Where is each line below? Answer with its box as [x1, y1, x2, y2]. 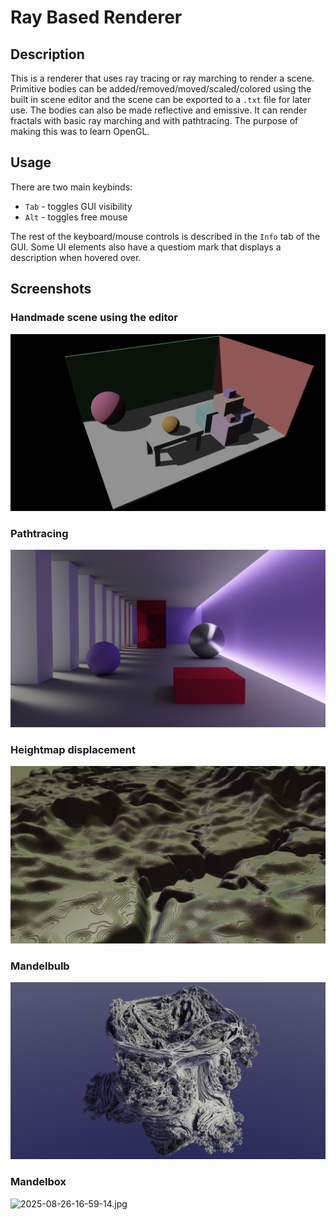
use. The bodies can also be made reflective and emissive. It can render [10, 104, 308, 116]
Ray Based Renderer [10, 6, 183, 29]
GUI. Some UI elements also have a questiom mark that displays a [10, 241, 282, 253]
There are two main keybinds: [10, 181, 133, 193]
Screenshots [10, 281, 92, 298]
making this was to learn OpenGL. [10, 126, 150, 137]
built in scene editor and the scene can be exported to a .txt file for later [10, 94, 312, 105]
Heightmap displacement [10, 742, 136, 756]
